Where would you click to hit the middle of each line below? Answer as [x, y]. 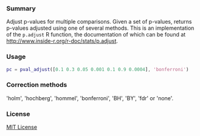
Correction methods [37, 85]
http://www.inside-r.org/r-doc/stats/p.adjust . [62, 41]
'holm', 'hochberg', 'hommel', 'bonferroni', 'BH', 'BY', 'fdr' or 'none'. [90, 98]
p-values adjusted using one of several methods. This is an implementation [100, 28]
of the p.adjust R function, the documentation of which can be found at [96, 35]
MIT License [22, 127]
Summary [21, 8]
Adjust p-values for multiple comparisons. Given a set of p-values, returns [99, 22]
